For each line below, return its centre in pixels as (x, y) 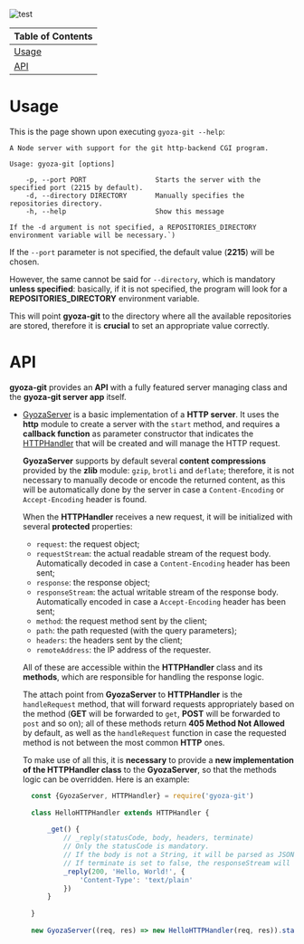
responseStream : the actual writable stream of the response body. (157, 592)
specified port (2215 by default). (76, 187)
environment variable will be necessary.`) (93, 235)
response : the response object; (93, 582)
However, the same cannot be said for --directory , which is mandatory (142, 279)
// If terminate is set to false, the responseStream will (177, 863)
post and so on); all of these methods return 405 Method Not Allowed (153, 723)
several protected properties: (77, 526)
